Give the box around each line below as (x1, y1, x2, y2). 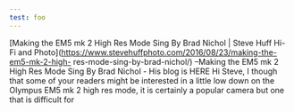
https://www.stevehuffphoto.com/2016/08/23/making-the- (61, 46, 277, 58)
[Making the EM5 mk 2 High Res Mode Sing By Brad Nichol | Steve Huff (9, 37, 273, 48)
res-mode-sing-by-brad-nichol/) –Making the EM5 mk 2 (72, 56, 279, 67)
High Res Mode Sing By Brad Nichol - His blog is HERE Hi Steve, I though (9, 66, 278, 76)
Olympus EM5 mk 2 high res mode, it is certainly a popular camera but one (9, 84, 284, 95)
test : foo (9, 12, 46, 22)
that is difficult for (9, 94, 74, 105)
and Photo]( (17, 46, 62, 58)
